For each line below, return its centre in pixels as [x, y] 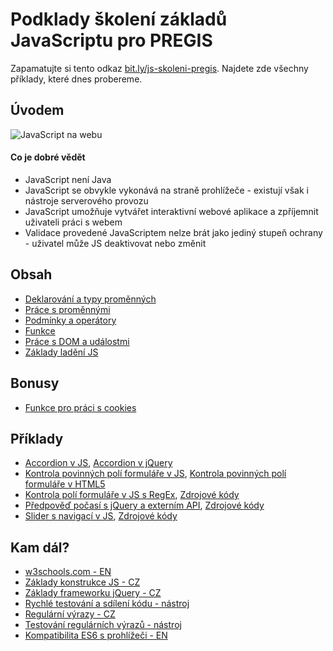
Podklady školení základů [119, 19]
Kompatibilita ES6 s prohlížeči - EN [96, 635]
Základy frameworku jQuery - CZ [93, 593]
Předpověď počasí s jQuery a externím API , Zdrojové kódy [144, 505]
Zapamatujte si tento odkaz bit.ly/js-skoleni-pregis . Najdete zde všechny [159, 68]
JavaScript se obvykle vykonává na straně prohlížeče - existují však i [166, 190]
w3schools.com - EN [68, 572]
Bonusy [35, 383]
